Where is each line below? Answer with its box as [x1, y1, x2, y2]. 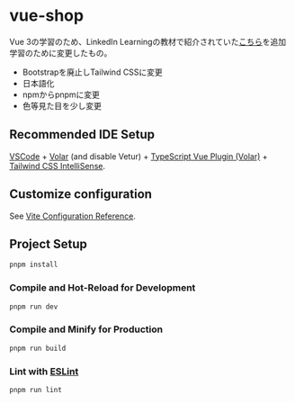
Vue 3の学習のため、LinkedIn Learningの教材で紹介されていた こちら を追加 [9, 36, 286, 47]
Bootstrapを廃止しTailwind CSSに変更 [22, 67, 164, 77]
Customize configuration [9, 186, 153, 202]
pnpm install [9, 260, 58, 270]
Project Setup [9, 236, 88, 252]
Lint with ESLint [9, 365, 79, 378]
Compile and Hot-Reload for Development [9, 282, 196, 294]
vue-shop [9, 5, 84, 26]
